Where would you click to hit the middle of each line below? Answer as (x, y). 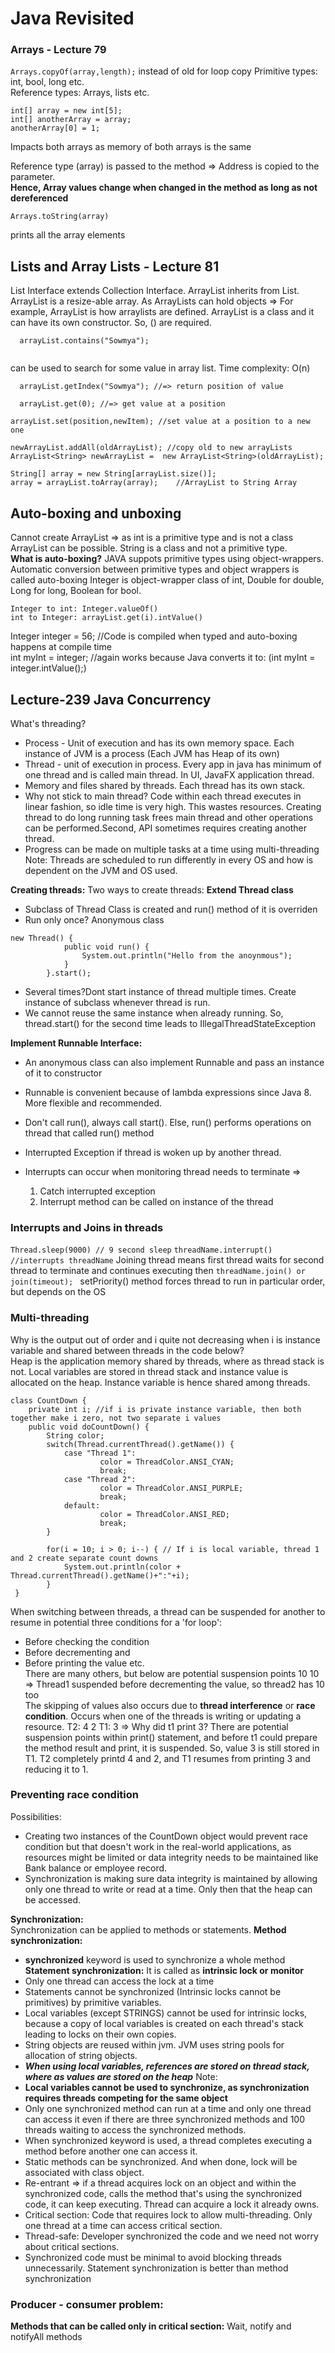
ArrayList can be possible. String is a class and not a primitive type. (149, 548)
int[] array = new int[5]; (66, 111)
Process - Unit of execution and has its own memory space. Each (159, 743)
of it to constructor (63, 1073)
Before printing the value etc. (84, 1663)
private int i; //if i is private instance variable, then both (165, 1409)
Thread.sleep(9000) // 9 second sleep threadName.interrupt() (141, 1250)
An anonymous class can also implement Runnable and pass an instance (174, 1062)
